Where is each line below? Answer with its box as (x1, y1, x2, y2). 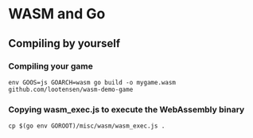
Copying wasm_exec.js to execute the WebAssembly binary (8, 104, 245, 115)
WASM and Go (8, 5, 106, 23)
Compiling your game (8, 61, 93, 72)
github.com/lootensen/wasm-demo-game (8, 85, 134, 93)
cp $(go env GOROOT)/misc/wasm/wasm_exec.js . (8, 122, 165, 130)
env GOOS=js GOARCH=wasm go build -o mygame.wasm (8, 78, 177, 86)
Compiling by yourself (8, 37, 121, 50)
